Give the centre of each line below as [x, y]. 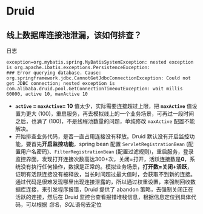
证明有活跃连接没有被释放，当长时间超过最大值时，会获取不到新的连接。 [105, 174]
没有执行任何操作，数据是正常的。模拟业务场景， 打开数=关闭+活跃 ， [106, 167]
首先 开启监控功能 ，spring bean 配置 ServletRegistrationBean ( [110, 144]
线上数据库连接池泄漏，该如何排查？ [74, 35]
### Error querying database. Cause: [54, 73]
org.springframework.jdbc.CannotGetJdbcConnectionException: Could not [98, 78]
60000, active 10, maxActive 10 [47, 94]
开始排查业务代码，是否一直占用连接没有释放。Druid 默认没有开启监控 [102, 136]
